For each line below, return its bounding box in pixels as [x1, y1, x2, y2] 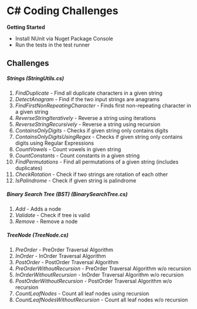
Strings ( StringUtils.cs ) [6, 75, 64, 82]
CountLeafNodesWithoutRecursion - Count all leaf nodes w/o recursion [15, 296, 188, 304]
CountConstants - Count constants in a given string [15, 152, 140, 160]
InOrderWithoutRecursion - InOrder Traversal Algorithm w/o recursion [15, 271, 184, 278]
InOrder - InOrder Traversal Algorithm [15, 252, 106, 260]
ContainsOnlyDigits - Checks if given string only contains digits [15, 127, 169, 134]
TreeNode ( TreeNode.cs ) [6, 231, 69, 238]
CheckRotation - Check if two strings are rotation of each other [15, 171, 168, 178]
